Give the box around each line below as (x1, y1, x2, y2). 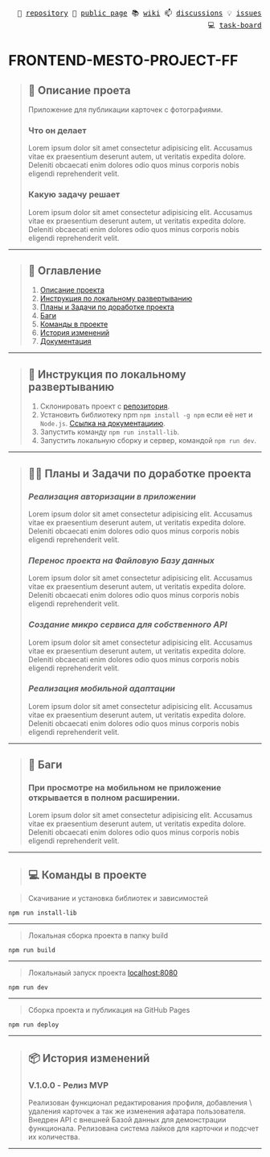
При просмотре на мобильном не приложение (27, 782, 222, 794)
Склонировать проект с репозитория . (39, 401, 170, 411)
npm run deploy (8, 1021, 59, 1029)
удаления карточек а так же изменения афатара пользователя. (27, 1106, 247, 1116)
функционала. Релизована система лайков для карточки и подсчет (27, 1123, 259, 1133)
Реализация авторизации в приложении (27, 491, 196, 502)
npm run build (8, 947, 56, 955)
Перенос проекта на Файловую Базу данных (27, 554, 215, 566)
